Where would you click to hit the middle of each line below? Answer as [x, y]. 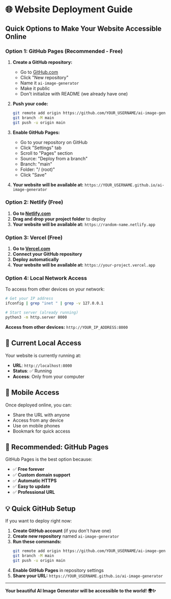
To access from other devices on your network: [55, 289]
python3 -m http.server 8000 [36, 318]
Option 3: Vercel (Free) [34, 237]
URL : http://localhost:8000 [42, 365]
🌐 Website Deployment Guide [69, 9]
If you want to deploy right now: [39, 521]
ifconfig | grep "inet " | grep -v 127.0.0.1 [54, 303]
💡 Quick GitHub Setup [40, 508]
